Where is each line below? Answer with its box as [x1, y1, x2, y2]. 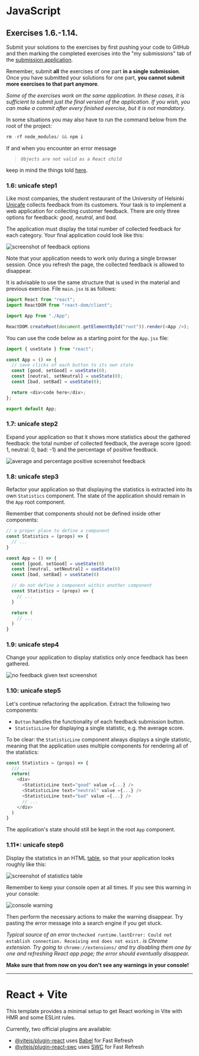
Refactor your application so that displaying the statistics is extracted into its [6, 486, 192, 493]
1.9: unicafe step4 [6, 640, 59, 649]
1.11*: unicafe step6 [6, 841, 64, 849]
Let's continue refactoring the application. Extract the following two [6, 700, 171, 707]
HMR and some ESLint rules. [6, 1014, 76, 1021]
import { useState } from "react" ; [6, 346, 94, 352]
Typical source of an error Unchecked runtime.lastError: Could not [6, 931, 172, 938]
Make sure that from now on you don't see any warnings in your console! [6, 961, 190, 969]
